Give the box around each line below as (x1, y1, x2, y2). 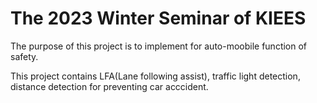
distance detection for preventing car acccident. (10, 80, 209, 92)
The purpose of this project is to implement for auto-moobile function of (10, 40, 308, 52)
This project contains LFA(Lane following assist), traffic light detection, (10, 70, 301, 82)
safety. (10, 50, 39, 62)
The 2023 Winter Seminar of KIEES (10, 7, 307, 30)
